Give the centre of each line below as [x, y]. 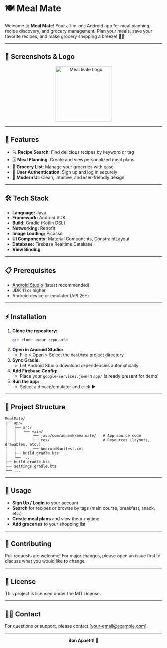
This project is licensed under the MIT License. [53, 594]
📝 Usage [18, 490]
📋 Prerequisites [31, 270]
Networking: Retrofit [34, 228]
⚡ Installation [26, 316]
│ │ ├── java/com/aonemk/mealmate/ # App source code [73, 436]
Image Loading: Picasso [38, 234]
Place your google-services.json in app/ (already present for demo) [89, 376]
